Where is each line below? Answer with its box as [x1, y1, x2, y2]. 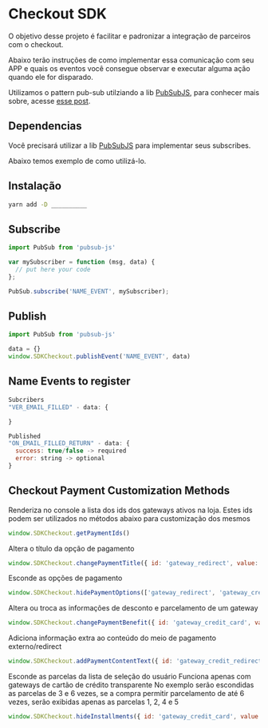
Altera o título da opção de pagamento [8, 543, 135, 553]
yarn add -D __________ [8, 201, 88, 209]
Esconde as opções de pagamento [8, 573, 123, 583]
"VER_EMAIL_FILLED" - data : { [8, 403, 109, 412]
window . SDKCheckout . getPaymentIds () [8, 529, 130, 537]
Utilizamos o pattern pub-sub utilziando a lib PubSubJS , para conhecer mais [8, 87, 260, 97]
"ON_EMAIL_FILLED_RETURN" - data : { [8, 440, 130, 448]
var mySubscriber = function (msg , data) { [8, 258, 156, 266]
